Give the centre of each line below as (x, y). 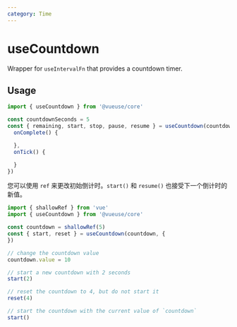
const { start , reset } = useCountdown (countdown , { (86, 234)
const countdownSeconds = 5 (49, 120)
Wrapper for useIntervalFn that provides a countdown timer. (95, 69)
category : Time (30, 14)
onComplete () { (36, 133)
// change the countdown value (53, 253)
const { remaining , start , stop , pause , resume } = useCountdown (105, 126)
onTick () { (30, 152)
